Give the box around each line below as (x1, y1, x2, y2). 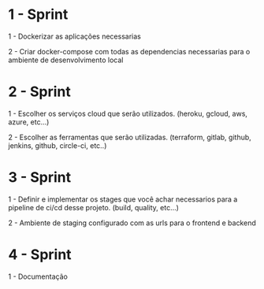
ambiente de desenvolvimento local (8, 55, 124, 65)
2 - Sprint (8, 83, 71, 101)
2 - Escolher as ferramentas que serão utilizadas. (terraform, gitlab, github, (8, 132, 252, 142)
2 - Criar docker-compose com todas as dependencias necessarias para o (8, 46, 251, 56)
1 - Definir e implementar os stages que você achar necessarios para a (8, 195, 238, 204)
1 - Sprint (8, 6, 69, 24)
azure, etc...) (8, 117, 50, 127)
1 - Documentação (8, 272, 69, 281)
